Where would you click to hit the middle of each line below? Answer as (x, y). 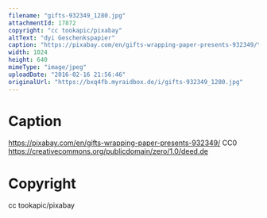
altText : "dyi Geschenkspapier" (62, 38)
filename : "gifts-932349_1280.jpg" (67, 15)
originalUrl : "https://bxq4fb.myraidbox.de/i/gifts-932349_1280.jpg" (126, 82)
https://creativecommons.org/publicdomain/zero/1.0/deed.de (108, 151)
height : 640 (28, 60)
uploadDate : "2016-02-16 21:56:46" (67, 75)
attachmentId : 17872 (43, 23)
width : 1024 (28, 52)
